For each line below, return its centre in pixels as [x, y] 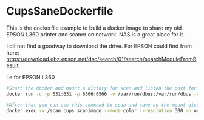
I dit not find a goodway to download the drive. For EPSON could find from [99, 46]
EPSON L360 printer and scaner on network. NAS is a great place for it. [96, 34]
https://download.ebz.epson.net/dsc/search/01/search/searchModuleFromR [101, 59]
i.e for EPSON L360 [31, 77]
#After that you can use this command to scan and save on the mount [96, 105]
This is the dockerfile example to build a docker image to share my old [94, 28]
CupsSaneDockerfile [60, 11]
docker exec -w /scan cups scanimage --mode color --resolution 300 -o [99, 110]
